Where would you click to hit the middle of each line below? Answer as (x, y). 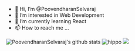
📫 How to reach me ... (42, 28)
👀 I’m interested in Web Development (59, 15)
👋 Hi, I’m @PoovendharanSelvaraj (55, 9)
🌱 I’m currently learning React (50, 21)
